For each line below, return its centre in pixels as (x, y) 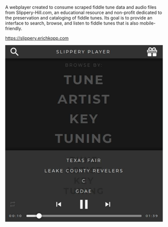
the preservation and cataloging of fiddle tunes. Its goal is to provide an (79, 18)
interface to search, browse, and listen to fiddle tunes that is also (72, 23)
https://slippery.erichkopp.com (37, 38)
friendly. (14, 28)
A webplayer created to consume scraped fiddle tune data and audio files (81, 7)
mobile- (148, 23)
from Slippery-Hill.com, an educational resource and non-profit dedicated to (84, 12)
